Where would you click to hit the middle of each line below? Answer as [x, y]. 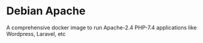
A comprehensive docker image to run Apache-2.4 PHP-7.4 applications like [101, 27]
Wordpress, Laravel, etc [36, 33]
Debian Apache [46, 11]
